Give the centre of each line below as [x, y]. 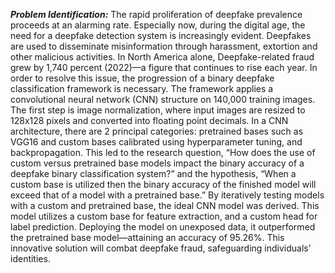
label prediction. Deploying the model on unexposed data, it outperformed [163, 227]
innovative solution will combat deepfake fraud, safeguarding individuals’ [161, 248]
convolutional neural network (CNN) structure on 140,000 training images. [163, 99]
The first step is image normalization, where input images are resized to [158, 110]
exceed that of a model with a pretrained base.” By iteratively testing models [167, 195]
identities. [30, 258]
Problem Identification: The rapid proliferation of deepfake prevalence [156, 14]
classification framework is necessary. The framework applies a [142, 88]
